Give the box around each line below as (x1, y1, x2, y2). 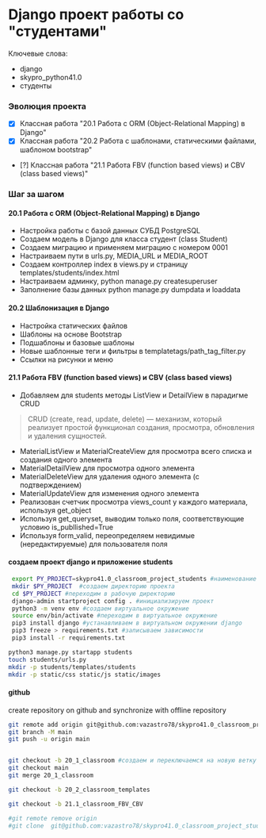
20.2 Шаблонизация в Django (8, 303, 109, 313)
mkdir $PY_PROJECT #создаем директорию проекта (11, 582, 176, 590)
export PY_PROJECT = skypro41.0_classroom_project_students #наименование (11, 575, 257, 583)
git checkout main (8, 764, 69, 772)
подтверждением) (19, 480, 82, 490)
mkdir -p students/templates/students (8, 663, 136, 671)
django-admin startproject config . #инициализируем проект (11, 597, 215, 605)
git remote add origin (8, 721, 83, 728)
